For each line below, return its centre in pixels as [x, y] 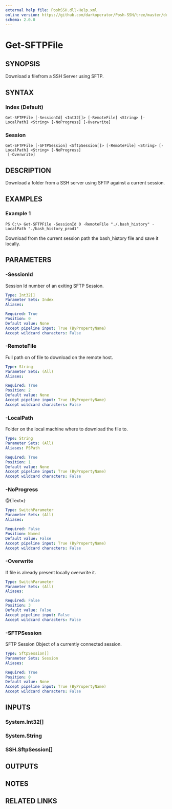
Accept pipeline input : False [38, 615]
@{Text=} [16, 501]
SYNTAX [20, 92]
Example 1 [18, 214]
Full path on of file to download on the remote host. [59, 357]
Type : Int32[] [20, 295]
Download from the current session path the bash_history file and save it [82, 238]
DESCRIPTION [28, 170]
